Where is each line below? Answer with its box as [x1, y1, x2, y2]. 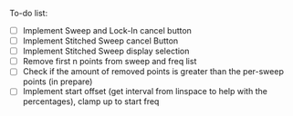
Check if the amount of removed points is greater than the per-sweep [22, 66, 285, 77]
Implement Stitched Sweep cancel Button [22, 35, 179, 46]
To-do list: [9, 8, 48, 18]
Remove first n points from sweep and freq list [22, 56, 197, 67]
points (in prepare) [22, 76, 93, 87]
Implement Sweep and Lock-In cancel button [22, 25, 192, 35]
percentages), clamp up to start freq [22, 96, 160, 107]
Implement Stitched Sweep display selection [22, 45, 190, 57]
